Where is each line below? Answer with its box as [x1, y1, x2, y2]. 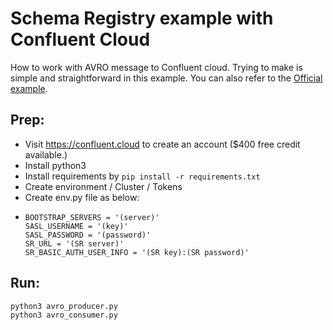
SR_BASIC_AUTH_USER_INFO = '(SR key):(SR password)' [24, 247, 250, 257]
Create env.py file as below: [24, 191, 140, 203]
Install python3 [24, 159, 87, 171]
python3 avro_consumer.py [10, 310, 118, 320]
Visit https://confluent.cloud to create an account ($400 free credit [24, 138, 301, 150]
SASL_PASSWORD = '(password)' [24, 230, 152, 240]
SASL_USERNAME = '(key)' [24, 221, 129, 231]
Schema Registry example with [10, 7, 274, 30]
